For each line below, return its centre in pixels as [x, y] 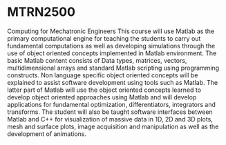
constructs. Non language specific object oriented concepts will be [103, 75]
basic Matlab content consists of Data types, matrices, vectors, [97, 60]
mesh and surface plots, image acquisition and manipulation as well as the [113, 126]
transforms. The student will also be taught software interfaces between [110, 112]
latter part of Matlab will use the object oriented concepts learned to [104, 90]
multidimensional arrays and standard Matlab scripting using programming [113, 68]
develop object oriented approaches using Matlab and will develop [102, 97]
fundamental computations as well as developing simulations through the [111, 46]
